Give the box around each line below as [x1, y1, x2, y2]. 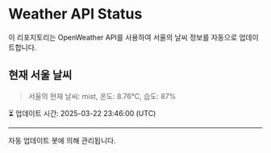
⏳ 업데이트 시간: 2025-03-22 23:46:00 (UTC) [8, 108, 156, 118]
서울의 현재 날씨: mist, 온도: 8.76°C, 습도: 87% [27, 91, 177, 101]
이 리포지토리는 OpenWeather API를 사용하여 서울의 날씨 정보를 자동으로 [8, 32, 238, 42]
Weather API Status [8, 5, 143, 23]
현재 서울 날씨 [8, 68, 73, 82]
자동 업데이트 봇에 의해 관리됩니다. [8, 135, 116, 145]
